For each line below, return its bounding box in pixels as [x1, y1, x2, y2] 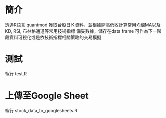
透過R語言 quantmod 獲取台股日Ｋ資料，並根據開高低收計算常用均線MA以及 [5, 22, 161, 28]
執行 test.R [5, 70, 27, 77]
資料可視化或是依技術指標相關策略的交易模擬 [9, 34, 101, 40]
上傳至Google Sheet [5, 90, 89, 102]
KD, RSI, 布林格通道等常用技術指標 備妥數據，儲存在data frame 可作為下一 [5, 28, 157, 34]
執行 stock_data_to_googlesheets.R [5, 107, 78, 113]
